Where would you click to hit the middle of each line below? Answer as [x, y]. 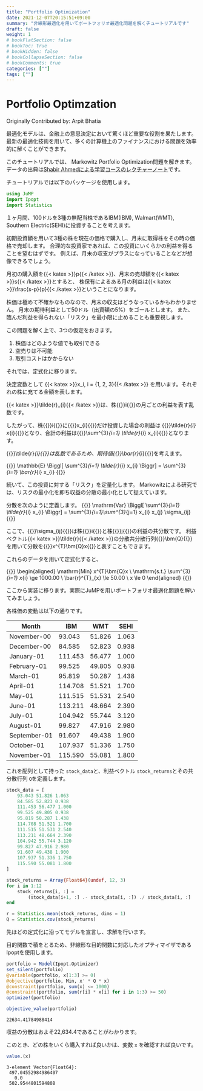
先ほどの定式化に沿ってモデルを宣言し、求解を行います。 [78, 932]
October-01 [27, 745]
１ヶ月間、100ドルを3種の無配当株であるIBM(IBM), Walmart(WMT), [90, 217]
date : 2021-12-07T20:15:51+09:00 [48, 18]
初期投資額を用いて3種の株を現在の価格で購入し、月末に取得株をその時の [98, 238]
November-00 [30, 636]
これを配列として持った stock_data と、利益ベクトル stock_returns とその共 [100, 771]
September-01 [31, 735]
